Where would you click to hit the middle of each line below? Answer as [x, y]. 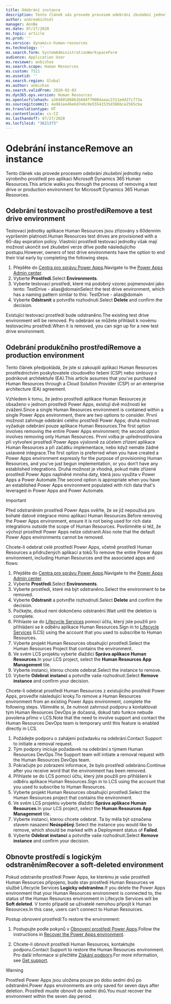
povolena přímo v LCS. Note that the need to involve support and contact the [85, 718]
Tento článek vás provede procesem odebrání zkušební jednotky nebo [79, 173]
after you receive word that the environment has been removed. [80, 771]
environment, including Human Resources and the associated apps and [80, 558]
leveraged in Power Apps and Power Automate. [55, 491]
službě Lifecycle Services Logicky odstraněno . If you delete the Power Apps [85, 888]
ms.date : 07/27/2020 [28, 29]
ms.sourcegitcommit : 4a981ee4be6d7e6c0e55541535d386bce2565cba [74, 105]
